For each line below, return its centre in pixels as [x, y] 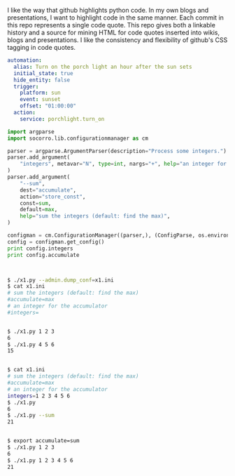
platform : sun [40, 93]
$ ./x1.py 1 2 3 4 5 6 [40, 460]
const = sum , [36, 203]
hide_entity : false [42, 80]
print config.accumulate [43, 255]
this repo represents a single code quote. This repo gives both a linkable [111, 25]
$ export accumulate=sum [43, 441]
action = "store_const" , [53, 197]
